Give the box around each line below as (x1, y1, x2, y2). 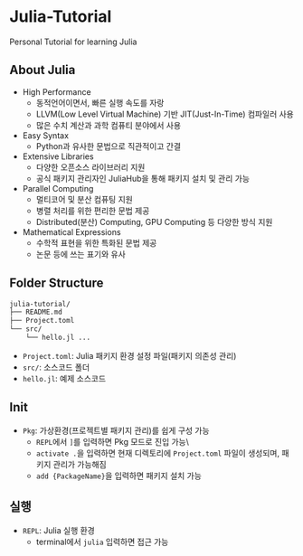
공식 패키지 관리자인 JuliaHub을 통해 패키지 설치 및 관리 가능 (35, 173, 251, 184)
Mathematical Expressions (22, 226, 121, 237)
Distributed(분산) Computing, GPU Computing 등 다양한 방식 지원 (35, 216, 273, 227)
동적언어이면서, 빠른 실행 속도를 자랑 (35, 97, 165, 108)
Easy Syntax (22, 129, 70, 141)
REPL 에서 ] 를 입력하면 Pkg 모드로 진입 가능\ (35, 436, 190, 447)
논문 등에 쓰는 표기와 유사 (35, 249, 127, 259)
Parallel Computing (22, 183, 94, 193)
